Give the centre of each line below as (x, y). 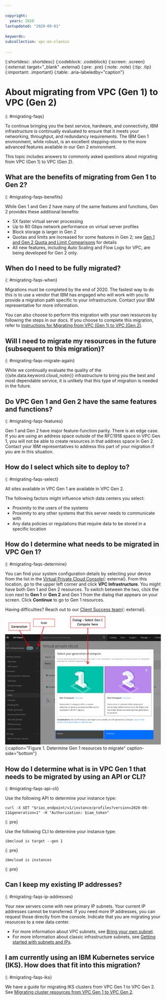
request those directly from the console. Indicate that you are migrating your (83, 917)
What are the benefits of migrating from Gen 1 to (81, 177)
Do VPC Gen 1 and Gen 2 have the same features (81, 401)
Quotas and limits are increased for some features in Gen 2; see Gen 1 (83, 237)
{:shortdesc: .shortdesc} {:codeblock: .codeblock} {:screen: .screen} (75, 61)
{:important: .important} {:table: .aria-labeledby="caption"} (65, 72)
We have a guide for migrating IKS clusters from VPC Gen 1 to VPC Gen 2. (80, 987)
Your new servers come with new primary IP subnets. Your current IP (75, 906)
